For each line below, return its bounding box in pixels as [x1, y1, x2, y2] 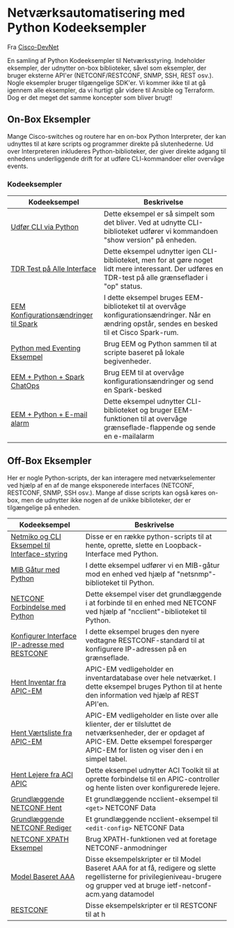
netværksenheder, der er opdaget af [85, 728, 205, 738]
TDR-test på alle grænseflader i [103, 273, 208, 283]
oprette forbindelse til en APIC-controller [85, 774, 220, 784]
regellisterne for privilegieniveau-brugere [85, 871, 222, 881]
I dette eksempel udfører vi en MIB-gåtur [85, 560, 220, 570]
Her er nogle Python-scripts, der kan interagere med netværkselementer [7, 473, 216, 482]
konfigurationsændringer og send [103, 377, 214, 387]
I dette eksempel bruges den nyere [85, 627, 200, 636]
